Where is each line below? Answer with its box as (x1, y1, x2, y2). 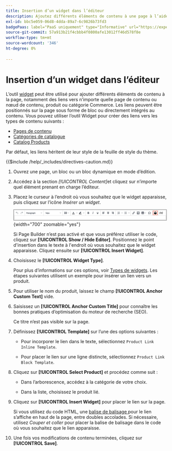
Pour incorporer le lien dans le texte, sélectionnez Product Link (20, 338, 154, 344)
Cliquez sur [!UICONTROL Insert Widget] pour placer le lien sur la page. (13, 398, 166, 405)
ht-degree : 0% (6, 46, 36, 51)
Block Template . (20, 359, 55, 365)
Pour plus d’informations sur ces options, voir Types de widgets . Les (13, 267, 158, 273)
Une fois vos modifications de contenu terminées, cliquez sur (13, 435, 142, 441)
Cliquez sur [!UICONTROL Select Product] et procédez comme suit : (13, 369, 158, 375)
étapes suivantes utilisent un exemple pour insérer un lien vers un (13, 272, 152, 278)
